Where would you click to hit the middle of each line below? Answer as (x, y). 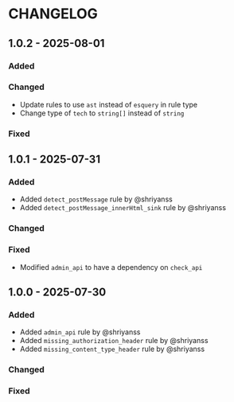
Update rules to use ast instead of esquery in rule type (109, 104)
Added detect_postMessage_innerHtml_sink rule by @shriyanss (123, 208)
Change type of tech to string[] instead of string (102, 113)
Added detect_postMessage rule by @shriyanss (96, 199)
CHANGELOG (53, 14)
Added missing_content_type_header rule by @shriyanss (112, 349)
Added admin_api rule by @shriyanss (80, 332)
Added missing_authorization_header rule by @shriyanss (114, 341)
